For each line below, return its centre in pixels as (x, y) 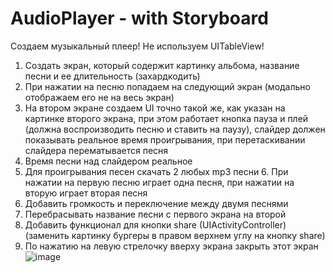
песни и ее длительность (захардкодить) (112, 76)
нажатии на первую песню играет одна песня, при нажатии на (159, 182)
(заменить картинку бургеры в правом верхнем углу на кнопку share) (175, 235)
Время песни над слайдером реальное (108, 161)
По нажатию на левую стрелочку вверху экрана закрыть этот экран (171, 246)
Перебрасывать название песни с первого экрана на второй (155, 214)
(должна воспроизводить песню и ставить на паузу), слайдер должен (175, 129)
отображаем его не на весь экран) (99, 97)
